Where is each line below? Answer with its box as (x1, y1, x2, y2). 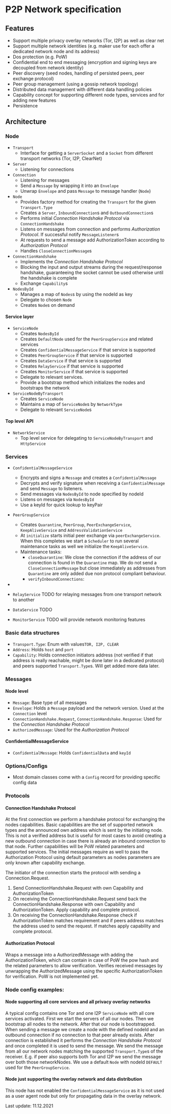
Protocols (5, 792, 30, 800)
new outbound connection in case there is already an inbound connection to (5, 838, 166, 844)
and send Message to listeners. (20, 486, 83, 492)
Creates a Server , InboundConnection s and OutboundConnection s (20, 210, 154, 216)
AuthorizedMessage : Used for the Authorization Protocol (12, 726, 129, 733)
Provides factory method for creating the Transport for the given (20, 198, 156, 205)
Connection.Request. (5, 875, 50, 881)
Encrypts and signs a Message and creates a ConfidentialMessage (20, 474, 157, 481)
